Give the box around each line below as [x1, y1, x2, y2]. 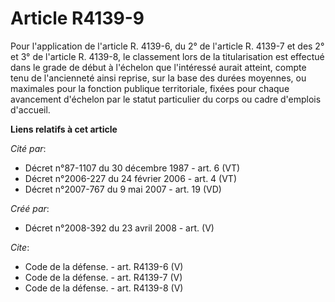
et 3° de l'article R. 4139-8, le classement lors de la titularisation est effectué [10, 50, 325, 62]
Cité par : [10, 142, 47, 154]
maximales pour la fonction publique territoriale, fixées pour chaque [10, 82, 290, 94]
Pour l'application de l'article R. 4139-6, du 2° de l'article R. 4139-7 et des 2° [10, 40, 325, 52]
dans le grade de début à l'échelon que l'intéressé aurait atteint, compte [10, 61, 307, 73]
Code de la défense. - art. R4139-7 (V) [24, 271, 183, 283]
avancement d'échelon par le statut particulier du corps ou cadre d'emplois [10, 93, 322, 105]
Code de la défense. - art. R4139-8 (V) [24, 282, 184, 294]
